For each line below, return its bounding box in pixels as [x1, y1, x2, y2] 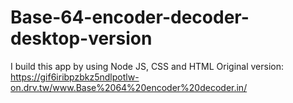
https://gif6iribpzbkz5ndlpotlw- [10, 71, 140, 83]
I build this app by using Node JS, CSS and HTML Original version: [10, 60, 285, 72]
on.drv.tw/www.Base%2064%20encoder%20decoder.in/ [10, 81, 248, 93]
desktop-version [10, 27, 153, 50]
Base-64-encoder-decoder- [10, 6, 250, 29]
